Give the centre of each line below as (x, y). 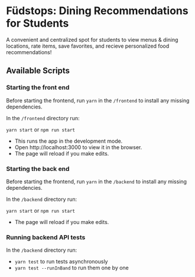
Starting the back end (38, 169)
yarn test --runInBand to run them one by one (71, 268)
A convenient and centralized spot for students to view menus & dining (92, 39)
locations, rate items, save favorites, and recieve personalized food (88, 46)
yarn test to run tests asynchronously (61, 262)
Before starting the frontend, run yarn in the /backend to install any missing (97, 182)
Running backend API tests (46, 237)
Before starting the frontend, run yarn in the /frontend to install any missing (98, 100)
